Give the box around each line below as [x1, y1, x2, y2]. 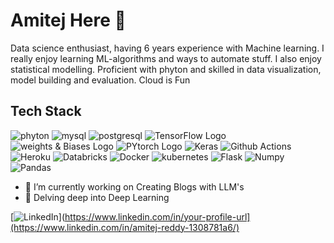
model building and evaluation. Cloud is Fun [10, 74, 191, 86]
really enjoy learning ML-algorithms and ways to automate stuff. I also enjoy [10, 52, 322, 64]
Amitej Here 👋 [10, 9, 127, 32]
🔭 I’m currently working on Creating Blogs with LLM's [24, 180, 245, 193]
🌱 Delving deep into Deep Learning [24, 191, 170, 203]
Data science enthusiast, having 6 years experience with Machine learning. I [10, 42, 325, 54]
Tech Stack [10, 103, 82, 120]
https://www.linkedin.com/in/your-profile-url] [64, 210, 251, 223]
